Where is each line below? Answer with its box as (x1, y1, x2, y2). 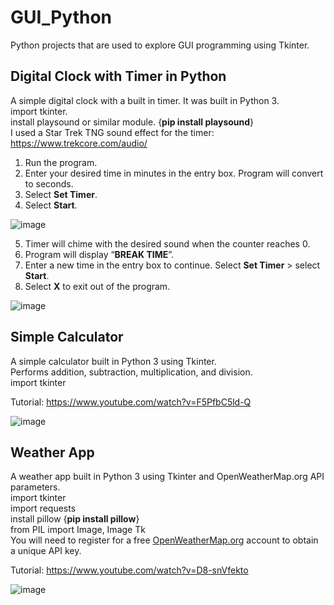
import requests (10, 502, 77, 515)
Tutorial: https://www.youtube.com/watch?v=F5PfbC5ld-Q (10, 396, 252, 408)
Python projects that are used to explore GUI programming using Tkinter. (10, 39, 310, 51)
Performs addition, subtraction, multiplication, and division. (10, 366, 253, 378)
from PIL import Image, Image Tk (10, 524, 146, 536)
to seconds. (24, 177, 74, 190)
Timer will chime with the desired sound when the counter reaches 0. (24, 237, 311, 250)
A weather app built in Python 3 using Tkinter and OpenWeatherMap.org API (10, 471, 325, 483)
